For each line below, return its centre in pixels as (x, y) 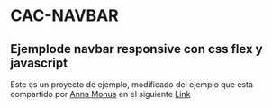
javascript (39, 63)
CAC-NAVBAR (65, 16)
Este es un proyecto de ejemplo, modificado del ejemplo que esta (132, 85)
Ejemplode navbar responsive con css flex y (137, 49)
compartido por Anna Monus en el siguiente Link (100, 94)
